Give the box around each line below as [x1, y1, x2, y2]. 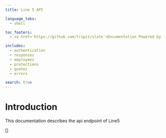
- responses [9, 53, 35, 58]
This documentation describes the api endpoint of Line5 [5, 118, 120, 124]
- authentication [9, 48, 46, 53]
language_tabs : [5, 16, 37, 21]
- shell [9, 21, 26, 26]
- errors [9, 71, 28, 76]
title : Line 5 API [5, 7, 43, 12]
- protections [9, 62, 39, 67]
